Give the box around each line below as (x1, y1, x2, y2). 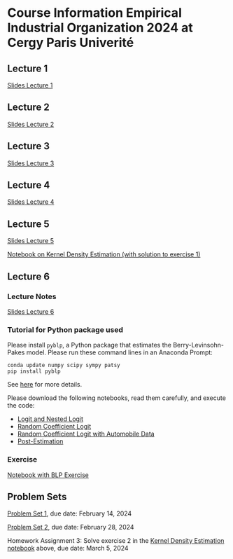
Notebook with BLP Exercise (7, 471, 90, 479)
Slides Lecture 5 (7, 237, 55, 245)
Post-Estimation (17, 437, 64, 446)
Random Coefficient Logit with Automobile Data (17, 429, 155, 439)
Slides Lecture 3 (7, 159, 55, 167)
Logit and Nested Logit (17, 415, 84, 423)
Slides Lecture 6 (7, 307, 55, 316)
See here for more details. (7, 380, 83, 389)
